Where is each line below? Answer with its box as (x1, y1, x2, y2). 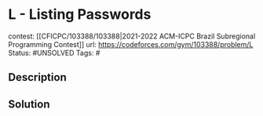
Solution (8, 97, 50, 111)
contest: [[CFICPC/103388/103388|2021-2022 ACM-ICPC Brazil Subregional (8, 31, 256, 41)
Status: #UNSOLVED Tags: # (8, 48, 100, 57)
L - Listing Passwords (8, 5, 152, 24)
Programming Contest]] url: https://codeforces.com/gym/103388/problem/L (8, 39, 254, 49)
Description (8, 71, 67, 84)
